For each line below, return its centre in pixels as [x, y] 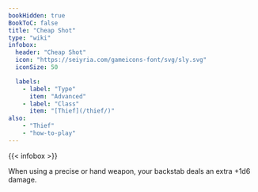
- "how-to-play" [49, 133]
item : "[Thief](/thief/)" [72, 111]
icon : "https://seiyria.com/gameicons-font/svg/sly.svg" [111, 60]
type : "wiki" [30, 38]
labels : [28, 81]
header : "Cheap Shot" [51, 52]
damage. [23, 179]
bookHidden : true [37, 15]
